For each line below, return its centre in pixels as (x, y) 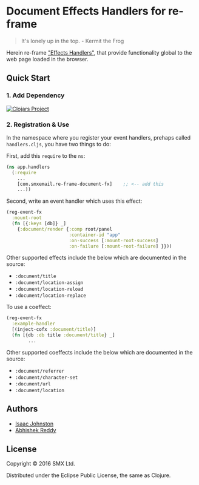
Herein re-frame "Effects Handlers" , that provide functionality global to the (99, 52)
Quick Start (28, 78)
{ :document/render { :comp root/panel (65, 229)
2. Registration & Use (38, 124)
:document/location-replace (50, 296)
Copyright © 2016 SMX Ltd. (41, 464)
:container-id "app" (95, 235)
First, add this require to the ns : (46, 155)
